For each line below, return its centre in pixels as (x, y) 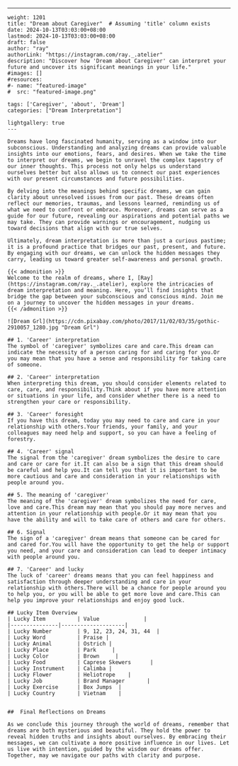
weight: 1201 (27, 18)
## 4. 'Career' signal (41, 451)
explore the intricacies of (172, 284)
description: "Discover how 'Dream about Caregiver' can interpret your (117, 61)
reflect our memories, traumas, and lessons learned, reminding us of (114, 203)
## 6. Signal (27, 532)
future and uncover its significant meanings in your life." (100, 67)
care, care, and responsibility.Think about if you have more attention (117, 390)
